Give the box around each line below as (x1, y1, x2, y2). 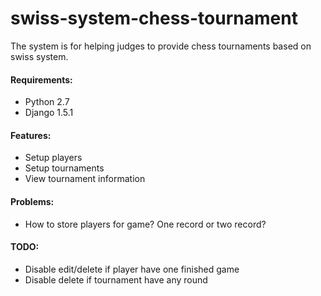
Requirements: (10, 73, 73, 86)
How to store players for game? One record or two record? (24, 218, 267, 230)
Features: (10, 129, 52, 141)
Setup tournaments (24, 162, 105, 174)
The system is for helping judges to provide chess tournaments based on (10, 40, 312, 52)
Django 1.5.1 (24, 107, 74, 119)
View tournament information (24, 173, 146, 185)
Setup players (24, 152, 83, 164)
